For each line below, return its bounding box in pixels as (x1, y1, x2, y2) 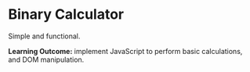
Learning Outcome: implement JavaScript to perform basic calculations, (8, 46, 243, 56)
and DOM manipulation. (8, 55, 85, 64)
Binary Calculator (8, 5, 124, 23)
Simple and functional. (8, 31, 81, 41)
